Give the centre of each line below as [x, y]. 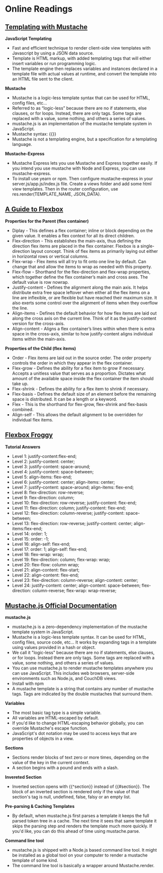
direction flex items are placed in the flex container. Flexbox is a [76, 246]
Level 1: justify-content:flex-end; [44, 456]
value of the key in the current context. [51, 763]
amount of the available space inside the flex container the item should [83, 378]
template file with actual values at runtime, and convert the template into [84, 74]
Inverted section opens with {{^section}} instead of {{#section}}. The [81, 786]
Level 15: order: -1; [31, 539]
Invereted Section [24, 777]
